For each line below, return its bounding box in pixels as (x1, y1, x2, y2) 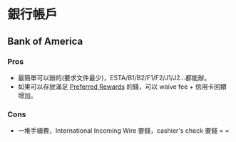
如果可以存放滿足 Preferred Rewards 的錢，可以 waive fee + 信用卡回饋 (17, 82, 227, 91)
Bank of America (7, 35, 83, 47)
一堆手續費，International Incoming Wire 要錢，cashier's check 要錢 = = (17, 126, 230, 135)
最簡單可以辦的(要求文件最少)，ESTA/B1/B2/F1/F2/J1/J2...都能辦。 (17, 73, 211, 82)
